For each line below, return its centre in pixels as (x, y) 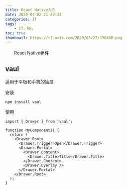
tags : (11, 24)
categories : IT (21, 19)
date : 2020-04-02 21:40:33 (33, 15)
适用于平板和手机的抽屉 (29, 81)
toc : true (16, 33)
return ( (19, 134)
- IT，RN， (25, 29)
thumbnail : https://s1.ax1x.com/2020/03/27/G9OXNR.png (64, 38)
